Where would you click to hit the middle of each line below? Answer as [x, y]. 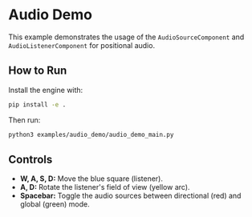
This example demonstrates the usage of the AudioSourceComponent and [126, 37]
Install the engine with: [46, 90]
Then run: [24, 120]
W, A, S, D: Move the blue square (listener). [91, 179]
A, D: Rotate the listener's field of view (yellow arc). [105, 187]
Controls [30, 159]
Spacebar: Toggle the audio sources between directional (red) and [130, 196]
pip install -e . [37, 104]
